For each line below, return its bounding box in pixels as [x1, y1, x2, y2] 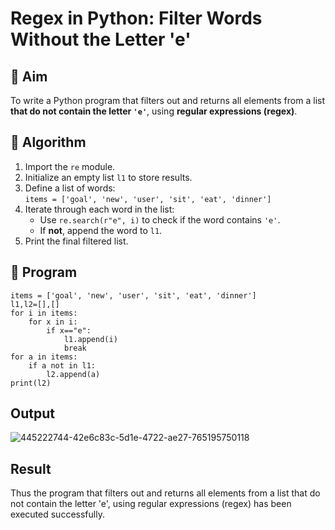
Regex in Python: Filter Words [10, 7, 263, 30]
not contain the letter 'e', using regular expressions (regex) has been [10, 498, 292, 510]
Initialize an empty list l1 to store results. [24, 171, 193, 183]
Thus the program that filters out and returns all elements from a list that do [10, 487, 321, 499]
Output [10, 405, 55, 422]
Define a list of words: [24, 182, 116, 194]
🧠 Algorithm [10, 134, 87, 151]
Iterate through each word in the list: [24, 203, 175, 215]
